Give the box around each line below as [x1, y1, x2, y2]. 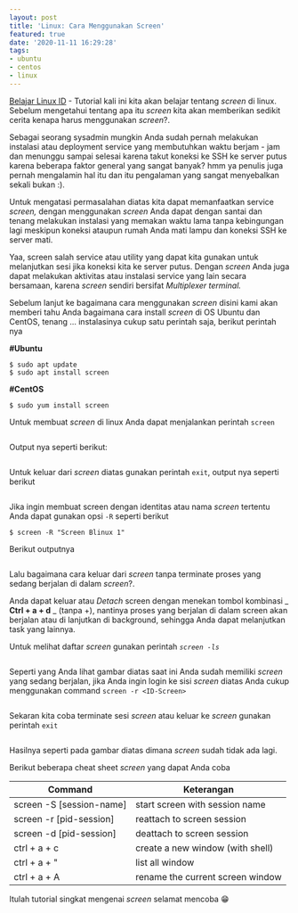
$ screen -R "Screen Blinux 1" [9, 528, 125, 537]
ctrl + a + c [13, 842, 60, 854]
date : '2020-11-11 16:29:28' [9, 37, 117, 47]
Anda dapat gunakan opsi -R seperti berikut [9, 510, 169, 522]
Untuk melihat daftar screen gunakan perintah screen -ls [9, 641, 220, 652]
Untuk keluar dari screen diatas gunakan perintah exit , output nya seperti [9, 466, 279, 477]
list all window [134, 856, 195, 868]
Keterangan [183, 783, 234, 795]
